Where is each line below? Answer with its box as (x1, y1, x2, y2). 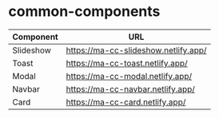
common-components (8, 2, 161, 21)
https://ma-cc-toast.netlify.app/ (66, 57, 188, 69)
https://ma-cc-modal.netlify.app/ (66, 70, 193, 81)
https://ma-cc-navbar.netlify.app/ (66, 83, 196, 94)
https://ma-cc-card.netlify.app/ (66, 96, 186, 108)
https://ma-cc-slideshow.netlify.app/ (66, 45, 207, 56)
